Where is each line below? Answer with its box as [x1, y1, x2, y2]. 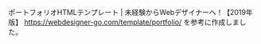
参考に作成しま [190, 17, 240, 27]
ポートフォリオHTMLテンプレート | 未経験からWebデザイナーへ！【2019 [8, 8, 247, 16]
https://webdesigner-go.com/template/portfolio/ [23, 17, 182, 27]
